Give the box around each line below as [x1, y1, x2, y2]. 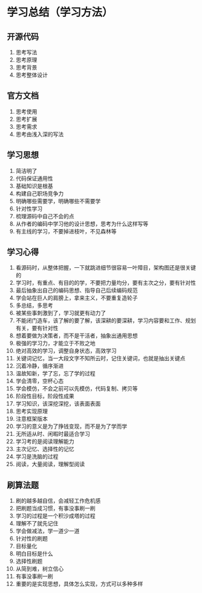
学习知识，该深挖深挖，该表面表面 [15, 400, 101, 407]
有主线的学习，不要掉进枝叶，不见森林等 [15, 227, 117, 235]
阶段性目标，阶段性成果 [15, 392, 74, 400]
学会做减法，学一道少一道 [15, 527, 80, 535]
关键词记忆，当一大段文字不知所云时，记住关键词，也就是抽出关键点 [15, 355, 186, 362]
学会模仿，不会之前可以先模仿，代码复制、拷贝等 [15, 385, 138, 392]
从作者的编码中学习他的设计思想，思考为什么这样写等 [15, 220, 149, 227]
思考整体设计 [15, 71, 48, 79]
